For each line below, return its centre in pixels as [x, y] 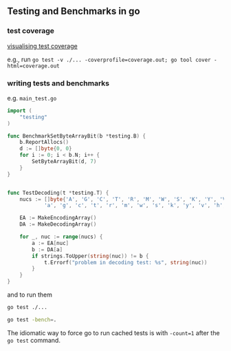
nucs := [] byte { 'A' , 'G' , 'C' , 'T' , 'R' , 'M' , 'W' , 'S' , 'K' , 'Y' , [118, 199]
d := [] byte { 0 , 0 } [46, 149]
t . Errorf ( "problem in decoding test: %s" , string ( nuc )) [125, 262]
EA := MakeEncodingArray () [58, 218]
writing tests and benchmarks [58, 83]
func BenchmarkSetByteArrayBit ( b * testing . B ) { [77, 136]
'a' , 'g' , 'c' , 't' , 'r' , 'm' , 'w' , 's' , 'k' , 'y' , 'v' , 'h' [133, 206]
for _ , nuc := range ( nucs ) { [61, 237]
